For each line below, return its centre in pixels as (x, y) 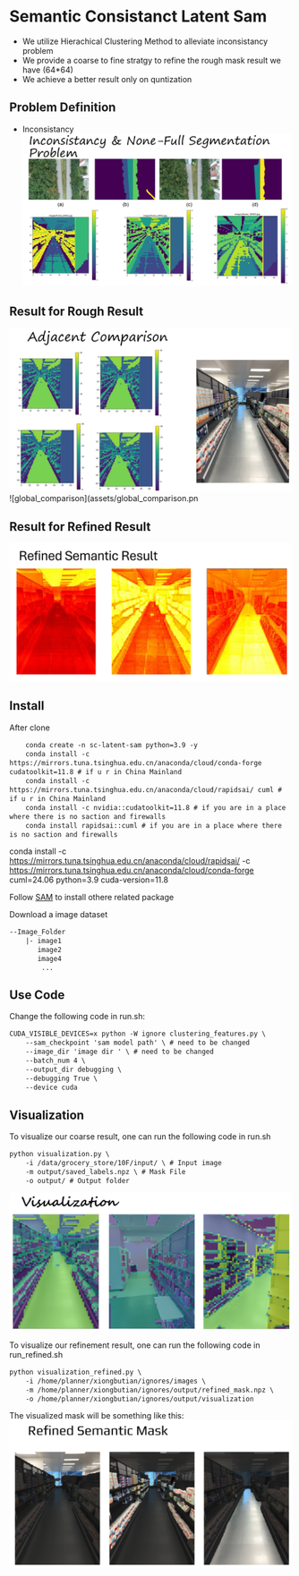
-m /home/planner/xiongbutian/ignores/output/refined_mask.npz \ (150, 1390)
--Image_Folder (38, 932)
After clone (30, 728)
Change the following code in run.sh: (77, 1017)
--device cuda (51, 1088)
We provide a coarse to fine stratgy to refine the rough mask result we (152, 60)
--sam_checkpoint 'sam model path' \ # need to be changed (138, 1043)
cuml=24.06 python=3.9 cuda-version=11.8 (89, 880)
